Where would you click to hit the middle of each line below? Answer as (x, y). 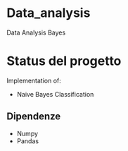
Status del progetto (64, 61)
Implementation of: (34, 80)
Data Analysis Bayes (36, 32)
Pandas (28, 141)
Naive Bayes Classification (55, 94)
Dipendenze (34, 117)
